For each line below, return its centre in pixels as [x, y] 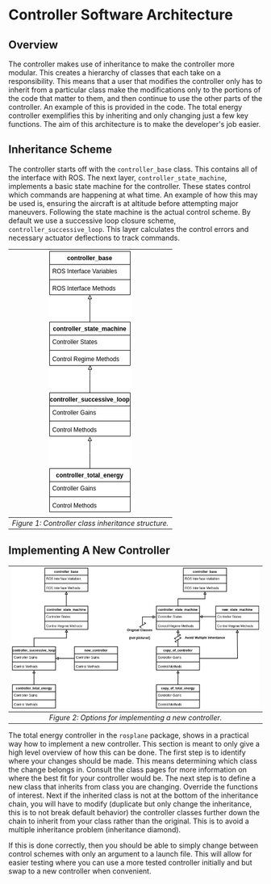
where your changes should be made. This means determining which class [133, 761]
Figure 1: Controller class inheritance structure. [90, 523]
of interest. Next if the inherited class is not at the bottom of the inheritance [133, 796]
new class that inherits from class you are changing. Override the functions [133, 787]
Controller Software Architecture [121, 15]
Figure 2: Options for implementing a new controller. [135, 718]
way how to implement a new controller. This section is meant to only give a [134, 744]
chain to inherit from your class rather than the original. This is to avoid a [129, 821]
